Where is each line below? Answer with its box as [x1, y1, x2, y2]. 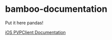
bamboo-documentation [5, 3, 108, 15]
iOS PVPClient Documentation [5, 29, 66, 35]
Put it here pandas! [5, 20, 43, 26]
